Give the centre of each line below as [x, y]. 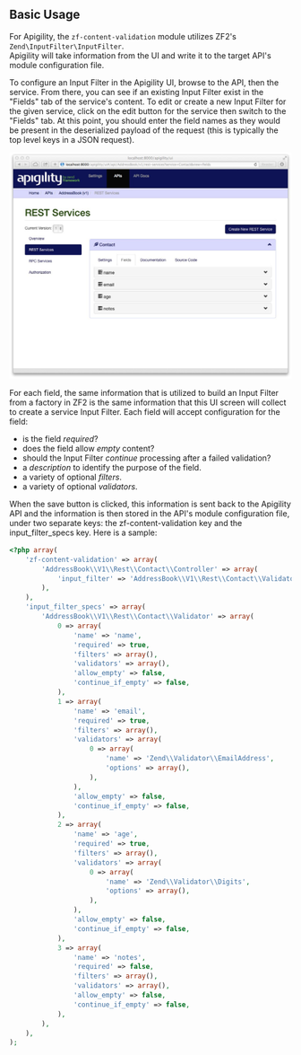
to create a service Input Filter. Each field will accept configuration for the [145, 411]
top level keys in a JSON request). [72, 139]
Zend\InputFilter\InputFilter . [67, 46]
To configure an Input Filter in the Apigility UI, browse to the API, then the [144, 82]
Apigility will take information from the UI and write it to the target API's [140, 55]
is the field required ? [60, 438]
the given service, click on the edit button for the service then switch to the [148, 110]
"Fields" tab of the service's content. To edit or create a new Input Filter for [148, 101]
